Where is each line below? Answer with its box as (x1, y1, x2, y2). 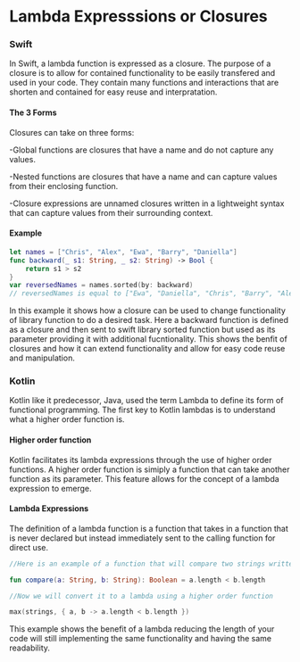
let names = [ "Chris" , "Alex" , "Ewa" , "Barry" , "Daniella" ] (9, 247, 238, 256)
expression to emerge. (9, 483, 92, 493)
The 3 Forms (9, 107, 57, 118)
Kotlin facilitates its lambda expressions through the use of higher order (9, 454, 272, 465)
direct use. (9, 542, 49, 552)
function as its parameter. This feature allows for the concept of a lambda (9, 473, 279, 484)
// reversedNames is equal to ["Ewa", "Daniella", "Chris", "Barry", (9, 289, 274, 298)
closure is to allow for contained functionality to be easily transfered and (9, 68, 276, 79)
